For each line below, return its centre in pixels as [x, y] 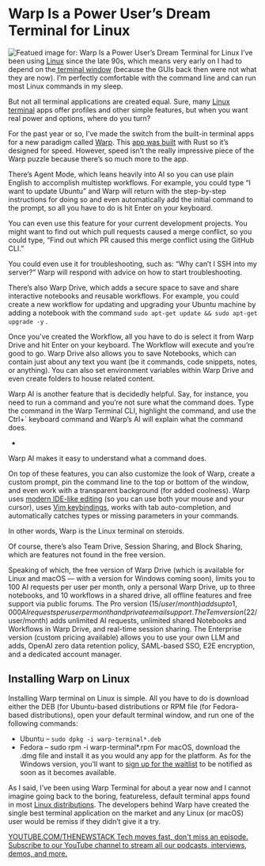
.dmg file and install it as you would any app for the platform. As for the [135, 755]
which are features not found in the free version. [87, 554]
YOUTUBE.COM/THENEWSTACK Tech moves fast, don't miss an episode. [128, 837]
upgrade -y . [28, 321]
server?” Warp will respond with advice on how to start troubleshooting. [125, 272]
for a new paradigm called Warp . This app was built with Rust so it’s [119, 142]
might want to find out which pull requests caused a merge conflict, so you [130, 231]
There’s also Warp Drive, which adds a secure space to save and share [124, 287]
